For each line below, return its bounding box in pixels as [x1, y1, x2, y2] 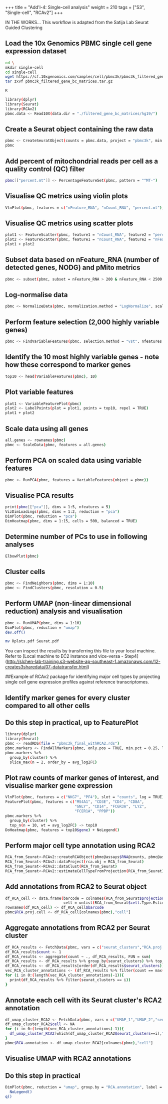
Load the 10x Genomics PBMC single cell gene [5, 39, 152, 48]
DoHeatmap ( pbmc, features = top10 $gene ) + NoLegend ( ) [5, 827, 120, 833]
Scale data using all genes [5, 424, 88, 433]
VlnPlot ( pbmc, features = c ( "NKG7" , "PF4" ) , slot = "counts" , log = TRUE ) [5, 795, 164, 800]
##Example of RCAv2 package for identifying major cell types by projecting [5, 673, 160, 679]
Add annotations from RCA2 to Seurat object [5, 883, 147, 891]
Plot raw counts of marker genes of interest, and [5, 773, 159, 782]
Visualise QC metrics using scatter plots [5, 219, 133, 227]
